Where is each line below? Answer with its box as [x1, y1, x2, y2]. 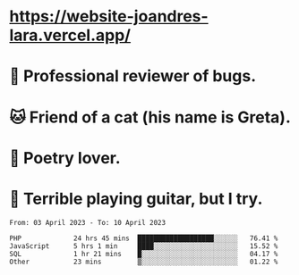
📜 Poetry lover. [9, 147, 121, 168]
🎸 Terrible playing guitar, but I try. [9, 188, 263, 209]
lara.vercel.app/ [9, 25, 132, 46]
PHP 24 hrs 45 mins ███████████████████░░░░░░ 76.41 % [9, 234, 278, 243]
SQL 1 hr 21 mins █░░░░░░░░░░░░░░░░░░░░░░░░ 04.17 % [9, 249, 278, 258]
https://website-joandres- [9, 6, 209, 27]
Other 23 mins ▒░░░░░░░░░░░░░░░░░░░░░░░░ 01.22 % [9, 257, 278, 266]
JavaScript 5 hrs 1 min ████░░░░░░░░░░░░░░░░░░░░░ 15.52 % [9, 241, 278, 251]
